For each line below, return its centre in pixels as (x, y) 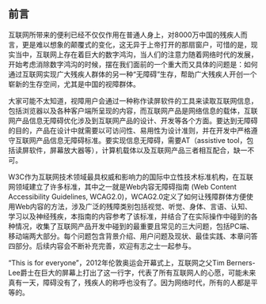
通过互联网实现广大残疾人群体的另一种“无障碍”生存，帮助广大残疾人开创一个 (133, 74)
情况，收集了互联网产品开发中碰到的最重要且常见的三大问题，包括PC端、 (134, 226)
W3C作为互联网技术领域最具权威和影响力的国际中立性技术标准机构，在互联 (131, 177)
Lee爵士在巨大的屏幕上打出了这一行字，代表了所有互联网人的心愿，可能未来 (132, 272)
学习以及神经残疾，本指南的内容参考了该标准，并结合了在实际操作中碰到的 (129, 216)
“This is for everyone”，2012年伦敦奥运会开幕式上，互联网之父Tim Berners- (132, 262)
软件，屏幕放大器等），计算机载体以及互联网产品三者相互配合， (131, 150)
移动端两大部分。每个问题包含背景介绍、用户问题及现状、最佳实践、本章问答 (133, 236)
